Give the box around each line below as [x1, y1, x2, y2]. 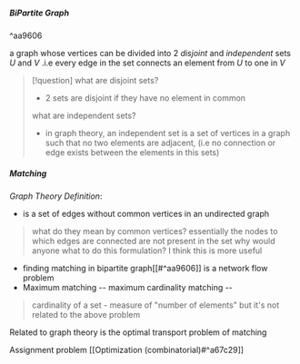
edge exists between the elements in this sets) [45, 146, 220, 158]
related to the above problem [31, 309, 141, 320]
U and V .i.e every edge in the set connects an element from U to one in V [9, 57, 286, 68]
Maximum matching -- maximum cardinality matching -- [22, 281, 234, 292]
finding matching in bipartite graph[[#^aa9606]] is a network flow [22, 262, 268, 273]
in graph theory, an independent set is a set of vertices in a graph [45, 127, 291, 138]
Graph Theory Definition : [9, 191, 103, 202]
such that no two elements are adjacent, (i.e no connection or [45, 137, 276, 148]
